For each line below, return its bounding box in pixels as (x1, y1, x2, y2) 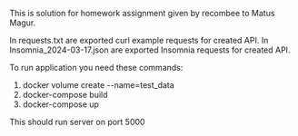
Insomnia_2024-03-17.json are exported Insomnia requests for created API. (9, 44, 291, 55)
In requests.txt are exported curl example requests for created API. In (9, 35, 269, 45)
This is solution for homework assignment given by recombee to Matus (9, 8, 275, 18)
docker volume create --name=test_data (22, 80, 174, 90)
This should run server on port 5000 (9, 117, 145, 127)
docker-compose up (22, 99, 100, 110)
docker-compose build (22, 90, 108, 100)
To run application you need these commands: (9, 63, 184, 73)
